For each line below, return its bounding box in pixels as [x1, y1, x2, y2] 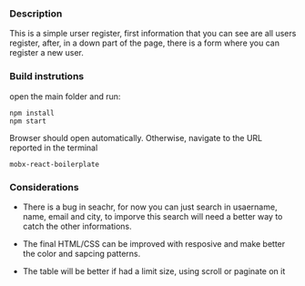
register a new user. [9, 47, 85, 58]
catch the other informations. [22, 220, 132, 231]
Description [9, 7, 63, 20]
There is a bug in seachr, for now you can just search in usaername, [22, 201, 278, 212]
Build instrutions [9, 70, 85, 83]
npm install [9, 108, 55, 117]
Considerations [9, 180, 79, 193]
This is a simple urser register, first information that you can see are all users [9, 28, 297, 39]
